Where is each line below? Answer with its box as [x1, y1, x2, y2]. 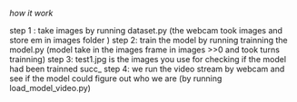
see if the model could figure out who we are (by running [9, 73, 223, 84]
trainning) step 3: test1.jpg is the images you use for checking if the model [9, 54, 287, 64]
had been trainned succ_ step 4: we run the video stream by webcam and [9, 63, 285, 74]
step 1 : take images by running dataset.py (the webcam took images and [9, 25, 283, 35]
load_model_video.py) [9, 83, 91, 93]
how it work [9, 8, 54, 18]
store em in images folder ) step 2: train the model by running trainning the [9, 35, 288, 45]
